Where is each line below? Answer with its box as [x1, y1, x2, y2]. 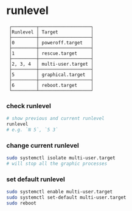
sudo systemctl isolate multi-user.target [6, 155, 116, 161]
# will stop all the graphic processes [6, 161, 108, 167]
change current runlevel [6, 141, 79, 150]
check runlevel [6, 102, 52, 110]
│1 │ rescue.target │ [9, 50, 94, 57]
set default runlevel [6, 175, 65, 183]
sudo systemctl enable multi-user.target [6, 189, 113, 195]
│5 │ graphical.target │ [9, 71, 94, 78]
